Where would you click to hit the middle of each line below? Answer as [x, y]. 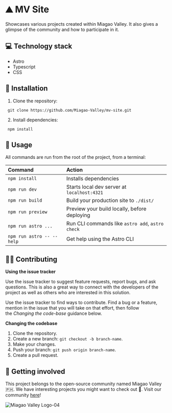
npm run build [25, 201]
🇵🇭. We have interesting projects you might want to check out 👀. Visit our [83, 389]
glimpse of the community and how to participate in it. [62, 29]
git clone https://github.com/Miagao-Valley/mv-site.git [69, 110]
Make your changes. [34, 344]
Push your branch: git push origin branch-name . [64, 350]
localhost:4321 [85, 193]
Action [74, 170]
